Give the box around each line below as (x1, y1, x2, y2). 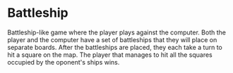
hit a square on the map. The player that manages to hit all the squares (7, 51, 213, 59)
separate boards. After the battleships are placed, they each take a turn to (7, 43, 222, 51)
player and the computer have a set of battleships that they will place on (7, 35, 217, 44)
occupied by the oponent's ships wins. (7, 58, 120, 66)
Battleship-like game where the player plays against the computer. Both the (7, 28, 226, 36)
